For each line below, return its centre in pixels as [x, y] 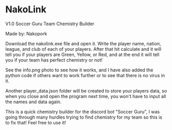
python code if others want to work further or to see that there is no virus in [85, 75]
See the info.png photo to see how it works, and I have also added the [79, 70]
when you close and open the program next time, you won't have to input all [86, 96]
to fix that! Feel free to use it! [36, 122]
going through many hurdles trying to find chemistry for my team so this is [84, 117]
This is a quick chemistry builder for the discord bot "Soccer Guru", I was [83, 112]
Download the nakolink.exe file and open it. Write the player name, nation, [83, 43]
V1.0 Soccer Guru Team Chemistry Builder [50, 24]
